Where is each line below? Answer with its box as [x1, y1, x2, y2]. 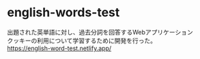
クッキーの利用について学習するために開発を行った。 [7, 36, 157, 45]
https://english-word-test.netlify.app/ [7, 44, 112, 52]
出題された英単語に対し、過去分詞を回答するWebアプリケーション [7, 28, 193, 36]
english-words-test [7, 5, 120, 20]
